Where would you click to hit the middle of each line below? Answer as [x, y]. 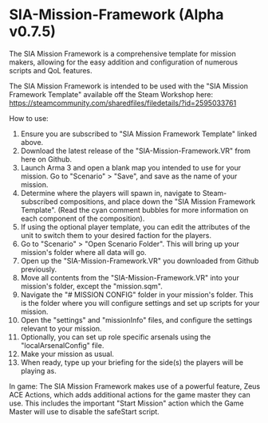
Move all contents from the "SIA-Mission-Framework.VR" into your [130, 277]
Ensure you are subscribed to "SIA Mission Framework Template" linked [139, 134]
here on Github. [46, 159]
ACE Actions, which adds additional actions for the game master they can [130, 394]
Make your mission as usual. [67, 354]
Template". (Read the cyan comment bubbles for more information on [134, 210]
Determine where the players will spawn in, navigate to [110, 193]
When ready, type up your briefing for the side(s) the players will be [132, 362]
